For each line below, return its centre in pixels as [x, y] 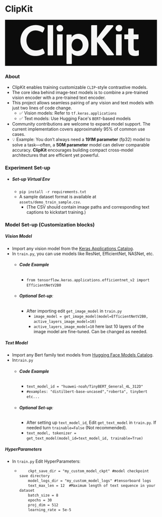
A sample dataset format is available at [58, 196]
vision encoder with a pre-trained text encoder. [59, 97]
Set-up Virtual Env [31, 179]
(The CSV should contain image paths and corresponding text [88, 207]
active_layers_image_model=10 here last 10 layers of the [89, 326]
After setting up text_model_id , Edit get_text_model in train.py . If [91, 422]
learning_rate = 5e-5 [50, 510]
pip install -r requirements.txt [53, 192]
